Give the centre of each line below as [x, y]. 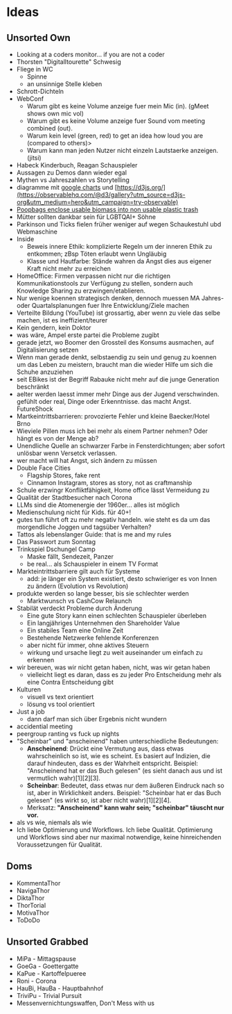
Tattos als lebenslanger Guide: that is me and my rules [94, 534]
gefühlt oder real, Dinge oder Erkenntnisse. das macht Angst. [104, 401]
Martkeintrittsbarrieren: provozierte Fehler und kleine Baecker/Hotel [113, 416]
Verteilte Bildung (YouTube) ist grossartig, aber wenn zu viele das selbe [118, 313]
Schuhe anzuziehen [45, 372]
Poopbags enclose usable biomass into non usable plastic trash [107, 210]
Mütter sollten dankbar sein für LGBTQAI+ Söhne [86, 217]
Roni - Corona [36, 981]
